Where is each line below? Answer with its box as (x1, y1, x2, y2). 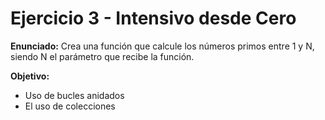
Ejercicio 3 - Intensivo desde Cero (10, 7, 297, 30)
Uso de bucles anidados (24, 89, 125, 101)
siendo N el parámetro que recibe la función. (10, 50, 195, 62)
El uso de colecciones (24, 100, 116, 112)
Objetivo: (10, 70, 50, 82)
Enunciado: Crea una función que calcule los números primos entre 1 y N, (10, 40, 315, 52)
